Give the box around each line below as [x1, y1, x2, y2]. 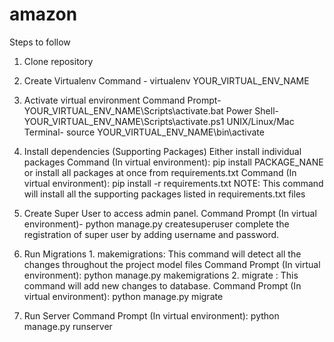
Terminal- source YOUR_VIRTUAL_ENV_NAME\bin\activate [23, 126, 265, 138]
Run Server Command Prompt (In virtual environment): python [23, 309, 280, 322]
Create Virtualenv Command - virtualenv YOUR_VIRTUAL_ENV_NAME [23, 74, 310, 87]
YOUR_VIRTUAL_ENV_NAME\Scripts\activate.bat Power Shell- [23, 104, 279, 117]
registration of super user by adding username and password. [23, 228, 280, 240]
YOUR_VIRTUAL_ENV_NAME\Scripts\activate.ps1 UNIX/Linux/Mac [23, 115, 295, 127]
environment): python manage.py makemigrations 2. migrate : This [23, 269, 299, 281]
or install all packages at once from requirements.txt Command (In [23, 166, 297, 178]
